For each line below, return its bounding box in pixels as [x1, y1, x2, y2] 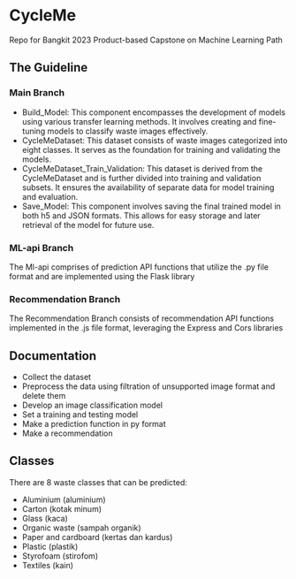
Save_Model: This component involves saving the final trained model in [21, 201, 281, 211]
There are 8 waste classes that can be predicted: [9, 476, 188, 487]
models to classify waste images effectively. [47, 126, 209, 136]
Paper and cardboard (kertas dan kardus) [21, 531, 173, 542]
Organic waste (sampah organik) [21, 522, 141, 533]
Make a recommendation [21, 428, 113, 438]
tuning [21, 126, 46, 136]
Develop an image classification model [21, 400, 163, 411]
